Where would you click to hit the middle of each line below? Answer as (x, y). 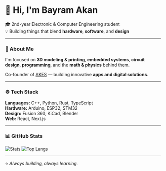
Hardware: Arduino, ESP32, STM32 (41, 108)
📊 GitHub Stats (24, 136)
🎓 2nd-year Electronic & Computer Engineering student (62, 24)
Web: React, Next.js (25, 119)
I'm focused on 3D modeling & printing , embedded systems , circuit (75, 60)
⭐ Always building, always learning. (41, 163)
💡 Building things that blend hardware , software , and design (67, 31)
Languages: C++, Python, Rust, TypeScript (49, 103)
